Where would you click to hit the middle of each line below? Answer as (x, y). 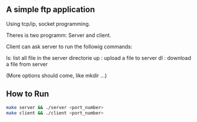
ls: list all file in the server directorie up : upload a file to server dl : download (98, 57)
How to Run (28, 94)
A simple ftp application (51, 10)
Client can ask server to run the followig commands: (69, 46)
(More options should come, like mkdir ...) (56, 75)
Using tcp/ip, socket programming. (48, 23)
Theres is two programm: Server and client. (59, 35)
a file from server (27, 64)
